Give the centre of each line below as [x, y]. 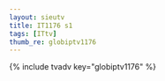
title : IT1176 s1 [41, 26]
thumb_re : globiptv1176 [53, 42]
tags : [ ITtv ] [33, 33]
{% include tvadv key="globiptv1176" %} [83, 67]
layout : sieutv [37, 17]
